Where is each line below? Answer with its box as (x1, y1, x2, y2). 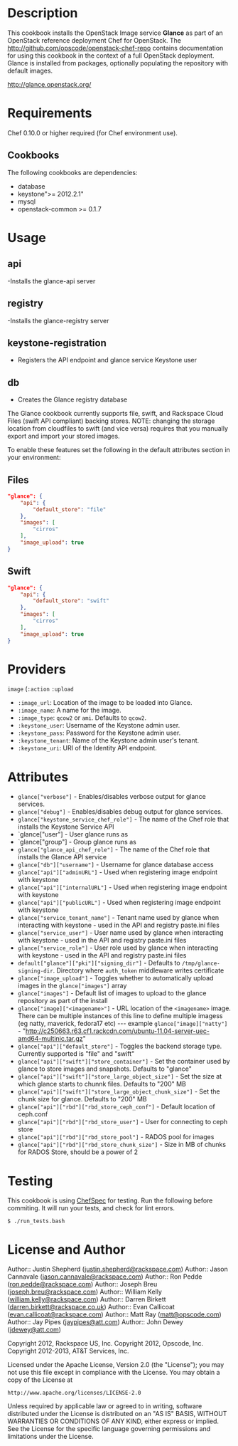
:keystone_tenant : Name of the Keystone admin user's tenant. (17, 736, 200, 745)
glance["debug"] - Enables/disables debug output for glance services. (17, 807, 223, 816)
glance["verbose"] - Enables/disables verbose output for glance (17, 792, 206, 801)
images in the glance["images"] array (17, 981, 127, 990)
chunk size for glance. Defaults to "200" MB (17, 1095, 147, 1104)
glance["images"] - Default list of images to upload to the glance (17, 989, 207, 997)
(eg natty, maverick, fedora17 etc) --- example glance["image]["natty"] (17, 1020, 228, 1028)
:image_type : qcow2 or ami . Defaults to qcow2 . (17, 713, 147, 722)
